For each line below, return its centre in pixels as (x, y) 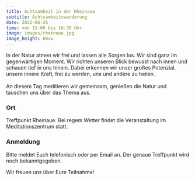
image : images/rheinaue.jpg (40, 33)
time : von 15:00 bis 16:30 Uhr (44, 28)
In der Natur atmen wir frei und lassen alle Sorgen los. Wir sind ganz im (91, 55)
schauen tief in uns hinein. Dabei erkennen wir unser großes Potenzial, (91, 67)
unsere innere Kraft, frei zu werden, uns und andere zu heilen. (81, 74)
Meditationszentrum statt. (37, 127)
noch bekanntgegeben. (34, 161)
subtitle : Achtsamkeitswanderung (47, 17)
